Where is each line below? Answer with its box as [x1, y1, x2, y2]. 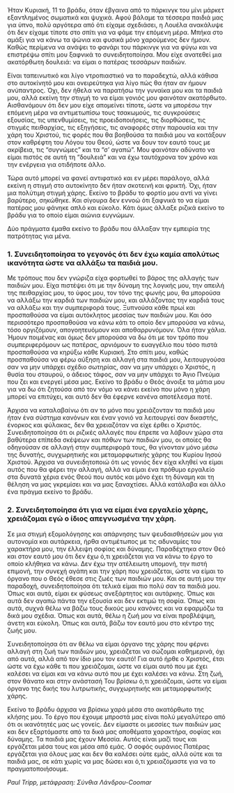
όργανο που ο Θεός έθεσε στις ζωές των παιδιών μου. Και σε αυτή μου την [7, 574, 226, 582]
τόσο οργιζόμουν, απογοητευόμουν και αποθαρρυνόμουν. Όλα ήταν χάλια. [7, 326, 226, 334]
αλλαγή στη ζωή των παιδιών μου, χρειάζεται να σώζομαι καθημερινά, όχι [7, 647, 225, 655]
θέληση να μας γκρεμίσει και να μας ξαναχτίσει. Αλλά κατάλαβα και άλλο [7, 480, 226, 489]
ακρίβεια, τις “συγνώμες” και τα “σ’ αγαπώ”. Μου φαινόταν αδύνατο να [7, 146, 215, 154]
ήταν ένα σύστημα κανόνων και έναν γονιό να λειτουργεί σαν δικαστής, [7, 413, 219, 422]
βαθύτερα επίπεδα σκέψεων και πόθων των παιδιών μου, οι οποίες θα [7, 436, 212, 444]
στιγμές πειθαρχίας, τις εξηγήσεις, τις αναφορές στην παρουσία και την [7, 124, 218, 131]
